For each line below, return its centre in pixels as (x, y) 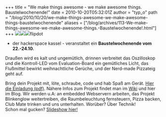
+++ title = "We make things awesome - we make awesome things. (74, 7)
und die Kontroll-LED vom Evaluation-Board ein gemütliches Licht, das (77, 63)
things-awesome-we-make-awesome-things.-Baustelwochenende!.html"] (81, 28)
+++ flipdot (24, 34)
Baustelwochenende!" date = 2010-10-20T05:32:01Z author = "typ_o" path (81, 12)
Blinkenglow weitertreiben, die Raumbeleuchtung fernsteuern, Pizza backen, (83, 99)
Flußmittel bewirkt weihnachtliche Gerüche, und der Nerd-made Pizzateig (80, 69)
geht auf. (14, 74)
